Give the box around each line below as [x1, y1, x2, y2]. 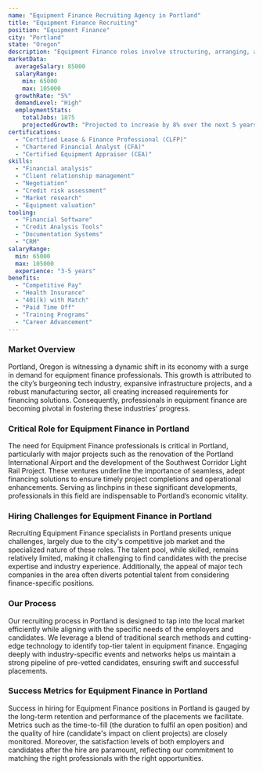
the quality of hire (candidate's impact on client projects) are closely [8, 728, 229, 738]
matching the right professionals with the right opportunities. [8, 753, 204, 762]
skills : [8, 158, 34, 166]
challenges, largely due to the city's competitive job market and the [8, 537, 225, 546]
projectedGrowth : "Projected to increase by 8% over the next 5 [22, 121, 236, 129]
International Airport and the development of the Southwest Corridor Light [8, 457, 247, 467]
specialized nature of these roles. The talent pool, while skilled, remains [8, 545, 239, 554]
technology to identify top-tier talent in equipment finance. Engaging [26, 641, 248, 650]
